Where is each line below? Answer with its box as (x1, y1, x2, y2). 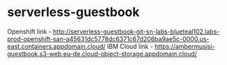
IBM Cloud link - (107, 42, 153, 50)
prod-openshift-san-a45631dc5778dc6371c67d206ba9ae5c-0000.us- (7, 34, 210, 43)
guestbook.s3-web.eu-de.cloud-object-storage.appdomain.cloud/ (7, 50, 197, 58)
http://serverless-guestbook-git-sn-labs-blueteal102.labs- (53, 27, 220, 36)
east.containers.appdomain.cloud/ (7, 42, 106, 50)
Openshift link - (7, 27, 52, 36)
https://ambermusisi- (154, 42, 216, 50)
